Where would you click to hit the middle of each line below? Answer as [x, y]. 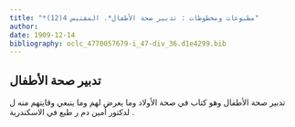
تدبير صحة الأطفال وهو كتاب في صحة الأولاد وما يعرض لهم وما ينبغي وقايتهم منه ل [147, 102]
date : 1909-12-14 [42, 35]
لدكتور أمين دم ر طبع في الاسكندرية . [72, 112]
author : [24, 26]
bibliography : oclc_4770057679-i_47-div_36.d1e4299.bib [118, 43]
